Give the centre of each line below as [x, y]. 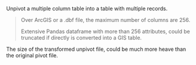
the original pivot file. [32, 55]
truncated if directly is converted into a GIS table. [81, 38]
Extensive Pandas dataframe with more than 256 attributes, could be [105, 31]
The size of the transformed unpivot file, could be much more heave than [96, 49]
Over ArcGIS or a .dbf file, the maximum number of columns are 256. [105, 20]
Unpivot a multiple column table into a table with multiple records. [87, 9]
